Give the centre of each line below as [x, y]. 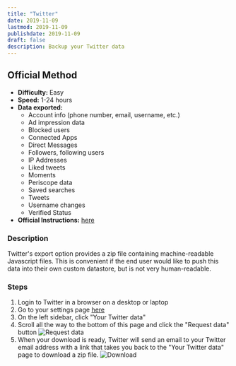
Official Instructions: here [56, 220]
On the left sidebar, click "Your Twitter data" [82, 317]
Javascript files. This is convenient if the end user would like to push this [113, 261]
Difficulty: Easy [41, 92]
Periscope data [50, 182]
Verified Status [50, 212]
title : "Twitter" [33, 14]
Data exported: [40, 107]
